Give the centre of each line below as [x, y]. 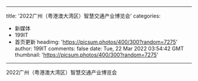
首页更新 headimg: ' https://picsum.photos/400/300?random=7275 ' [96, 42]
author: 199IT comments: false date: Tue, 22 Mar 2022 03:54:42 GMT [99, 48]
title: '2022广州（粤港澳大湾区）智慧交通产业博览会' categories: [83, 16]
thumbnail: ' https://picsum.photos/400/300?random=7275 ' [86, 55]
